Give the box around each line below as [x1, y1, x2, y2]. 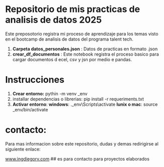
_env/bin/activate [12, 106, 48, 112]
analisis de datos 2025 [5, 14, 102, 26]
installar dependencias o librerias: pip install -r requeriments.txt [12, 96, 144, 102]
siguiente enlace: [5, 146, 41, 152]
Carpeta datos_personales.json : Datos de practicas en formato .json [12, 46, 158, 52]
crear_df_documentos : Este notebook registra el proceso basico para [12, 51, 159, 57]
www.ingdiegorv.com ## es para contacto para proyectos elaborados [5, 155, 150, 161]
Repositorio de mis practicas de [5, 4, 140, 15]
